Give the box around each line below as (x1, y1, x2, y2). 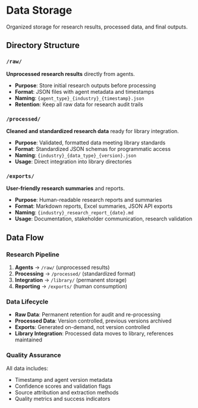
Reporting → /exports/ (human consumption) (14, 283, 128, 290)
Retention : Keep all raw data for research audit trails (14, 100, 143, 107)
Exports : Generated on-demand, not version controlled (14, 324, 150, 331)
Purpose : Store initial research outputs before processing (14, 81, 156, 89)
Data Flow (6, 232, 44, 242)
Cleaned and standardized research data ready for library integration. (6, 127, 180, 134)
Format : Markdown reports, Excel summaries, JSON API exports (14, 203, 173, 210)
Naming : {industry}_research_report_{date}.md (14, 209, 134, 216)
